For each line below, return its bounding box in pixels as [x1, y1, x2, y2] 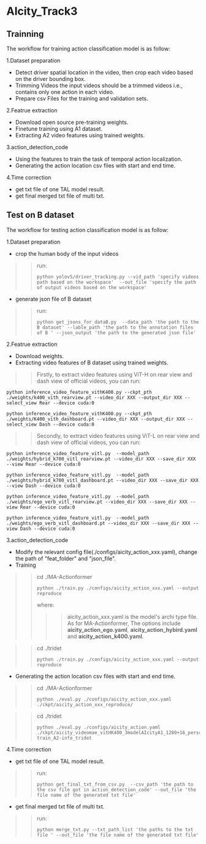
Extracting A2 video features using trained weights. [15, 132, 145, 139]
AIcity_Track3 [6, 4, 78, 18]
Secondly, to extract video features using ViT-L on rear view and [36, 432, 200, 439]
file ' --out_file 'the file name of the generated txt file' [36, 832, 199, 838]
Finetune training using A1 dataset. [15, 125, 103, 132]
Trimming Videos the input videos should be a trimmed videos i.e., [15, 82, 183, 89]
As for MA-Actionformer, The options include [67, 620, 181, 627]
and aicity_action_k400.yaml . [67, 632, 144, 640]
